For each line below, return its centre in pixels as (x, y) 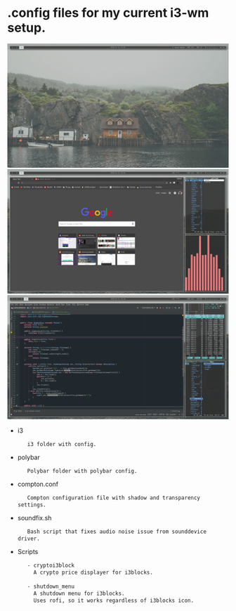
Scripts (28, 552)
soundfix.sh (34, 518)
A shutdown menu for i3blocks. (79, 594)
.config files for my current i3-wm (108, 13)
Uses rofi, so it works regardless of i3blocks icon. (114, 601)
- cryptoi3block (51, 566)
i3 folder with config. (62, 445)
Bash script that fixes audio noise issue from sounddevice (117, 532)
